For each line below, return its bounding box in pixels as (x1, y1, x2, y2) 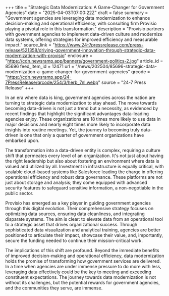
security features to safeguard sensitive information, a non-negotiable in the (5, 185, 164, 191)
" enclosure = (64, 53, 93, 59)
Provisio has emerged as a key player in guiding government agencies (5, 200, 151, 206)
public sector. (5, 190, 34, 196)
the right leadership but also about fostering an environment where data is (5, 158, 160, 164)
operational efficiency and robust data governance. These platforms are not (5, 174, 163, 180)
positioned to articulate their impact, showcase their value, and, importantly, (5, 232, 163, 238)
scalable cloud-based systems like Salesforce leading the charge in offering (5, 169, 163, 175)
